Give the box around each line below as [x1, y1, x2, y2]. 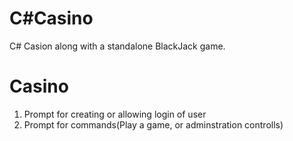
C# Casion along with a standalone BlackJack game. [9, 40, 226, 52]
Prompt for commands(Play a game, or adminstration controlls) [23, 118, 284, 131]
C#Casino [9, 7, 94, 30]
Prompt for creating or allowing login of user [23, 108, 207, 120]
